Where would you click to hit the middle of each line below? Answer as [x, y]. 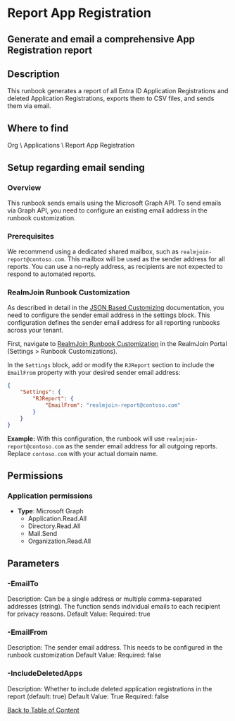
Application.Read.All [57, 519]
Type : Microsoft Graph [50, 511]
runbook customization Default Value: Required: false [84, 655]
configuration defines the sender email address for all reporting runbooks [114, 323]
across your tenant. [36, 330]
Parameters [33, 563]
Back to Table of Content [43, 710]
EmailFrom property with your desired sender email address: [94, 373]
